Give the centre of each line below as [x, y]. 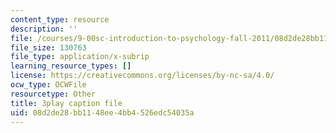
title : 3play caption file [66, 103]
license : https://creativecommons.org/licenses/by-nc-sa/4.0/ [142, 76]
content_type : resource [60, 19]
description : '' [44, 29]
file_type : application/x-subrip [80, 57]
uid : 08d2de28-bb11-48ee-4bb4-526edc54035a [102, 112]
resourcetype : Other [53, 94]
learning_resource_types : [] [71, 66]
